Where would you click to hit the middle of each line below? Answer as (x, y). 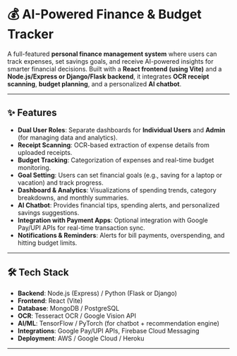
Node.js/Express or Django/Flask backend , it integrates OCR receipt (108, 76)
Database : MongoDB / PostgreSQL (68, 308)
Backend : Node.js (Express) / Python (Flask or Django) (97, 293)
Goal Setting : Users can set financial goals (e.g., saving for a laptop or (120, 175)
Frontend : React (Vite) (50, 300)
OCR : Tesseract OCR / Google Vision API (77, 316)
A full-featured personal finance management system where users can (112, 54)
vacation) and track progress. (60, 183)
